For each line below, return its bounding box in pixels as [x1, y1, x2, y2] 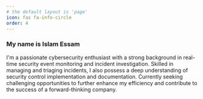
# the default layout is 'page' [6, 8, 88, 15]
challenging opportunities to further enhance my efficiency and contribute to [6, 79, 198, 86]
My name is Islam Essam [6, 40, 81, 48]
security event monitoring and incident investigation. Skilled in [18, 60, 174, 67]
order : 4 [6, 20, 28, 26]
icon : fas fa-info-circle [6, 14, 72, 21]
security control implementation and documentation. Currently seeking [6, 73, 183, 80]
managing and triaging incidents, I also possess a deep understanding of [6, 66, 188, 74]
